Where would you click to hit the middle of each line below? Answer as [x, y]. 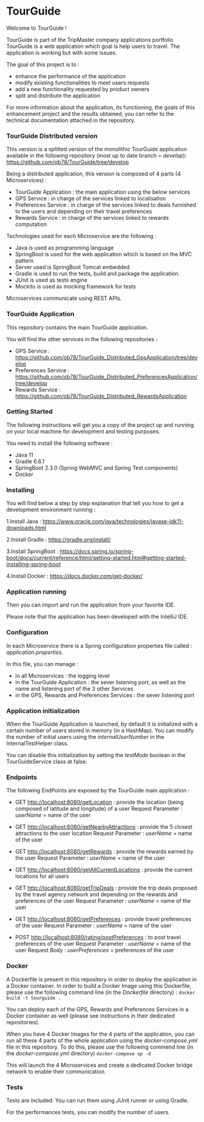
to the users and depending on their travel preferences [83, 211]
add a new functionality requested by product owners [82, 89]
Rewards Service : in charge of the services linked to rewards [92, 218]
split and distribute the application [58, 95]
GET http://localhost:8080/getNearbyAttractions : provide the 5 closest [104, 827]
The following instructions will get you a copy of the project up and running [100, 425]
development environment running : [51, 510]
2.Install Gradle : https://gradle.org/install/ [59, 540]
